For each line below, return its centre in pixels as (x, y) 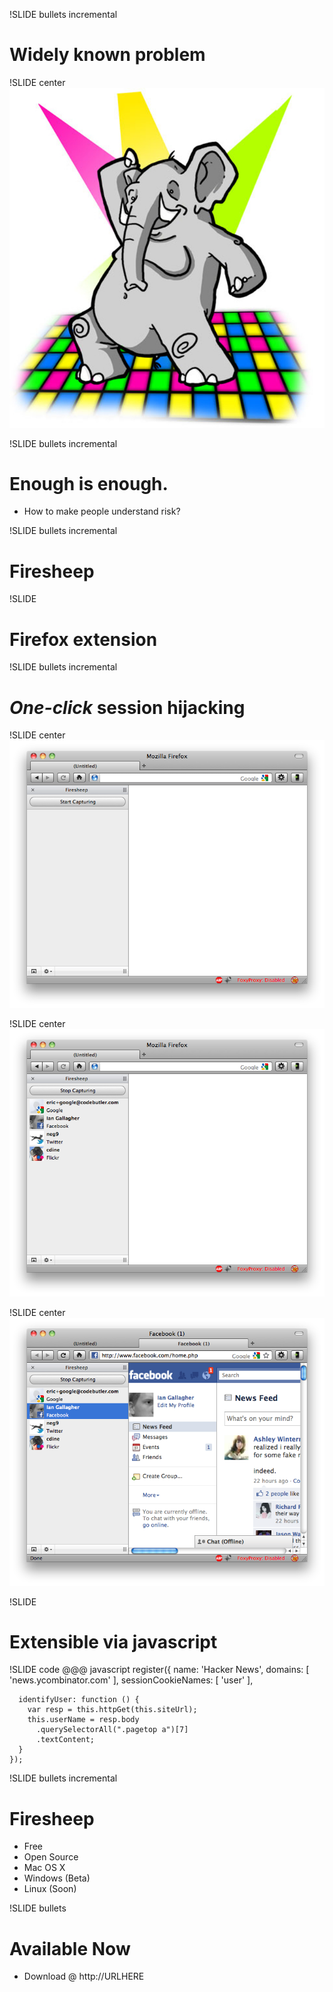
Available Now (70, 1948)
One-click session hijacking (127, 707)
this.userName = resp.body (83, 1720)
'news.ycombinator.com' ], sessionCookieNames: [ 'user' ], (131, 1680)
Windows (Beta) (57, 1878)
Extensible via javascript (113, 1641)
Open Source (51, 1857)
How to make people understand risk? (102, 511)
